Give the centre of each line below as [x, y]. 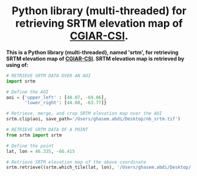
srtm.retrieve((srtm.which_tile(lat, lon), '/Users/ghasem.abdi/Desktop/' [100, 167]
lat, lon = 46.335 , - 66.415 [41, 151]
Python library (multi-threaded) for [99, 11]
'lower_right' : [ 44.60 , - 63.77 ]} [66, 103]
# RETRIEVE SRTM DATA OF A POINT [47, 130]
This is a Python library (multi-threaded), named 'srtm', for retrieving [92, 52]
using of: [17, 65]
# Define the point [30, 146]
